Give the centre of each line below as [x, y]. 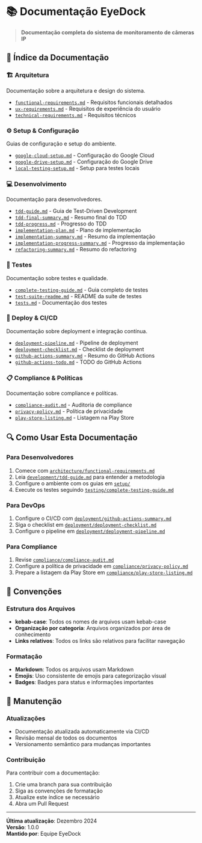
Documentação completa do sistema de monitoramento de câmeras [107, 32]
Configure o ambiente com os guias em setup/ [72, 483]
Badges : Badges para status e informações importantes [84, 682]
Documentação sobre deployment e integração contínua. [77, 331]
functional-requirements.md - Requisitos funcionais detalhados [93, 102]
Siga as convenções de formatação [59, 791]
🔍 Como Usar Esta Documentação [72, 437]
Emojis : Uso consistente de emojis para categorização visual [90, 676]
